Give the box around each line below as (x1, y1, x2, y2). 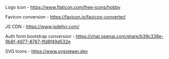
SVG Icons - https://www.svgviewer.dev (5, 48, 88, 54)
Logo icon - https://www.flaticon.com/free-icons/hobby (5, 4, 121, 10)
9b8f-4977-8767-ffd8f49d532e (5, 38, 71, 44)
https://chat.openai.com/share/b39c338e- (75, 33, 164, 39)
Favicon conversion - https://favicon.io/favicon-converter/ (5, 14, 126, 19)
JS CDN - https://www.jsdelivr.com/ (5, 23, 79, 29)
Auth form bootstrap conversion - (5, 33, 75, 39)
